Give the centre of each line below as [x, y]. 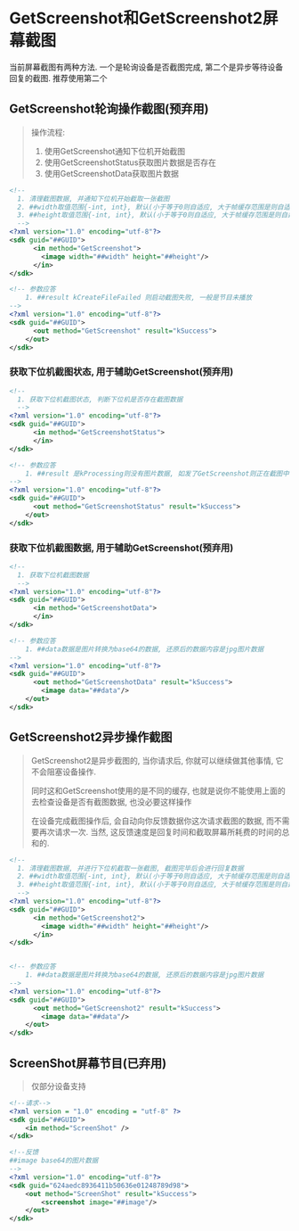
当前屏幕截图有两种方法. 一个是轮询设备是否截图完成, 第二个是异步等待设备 [146, 67]
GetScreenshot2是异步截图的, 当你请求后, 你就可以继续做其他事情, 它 [157, 760]
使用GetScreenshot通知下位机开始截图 [115, 151]
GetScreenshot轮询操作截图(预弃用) [109, 109]
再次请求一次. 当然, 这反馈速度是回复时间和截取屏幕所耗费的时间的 [160, 831]
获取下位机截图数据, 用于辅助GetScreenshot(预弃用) [121, 548]
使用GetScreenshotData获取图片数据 [112, 173]
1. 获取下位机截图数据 [53, 575]
